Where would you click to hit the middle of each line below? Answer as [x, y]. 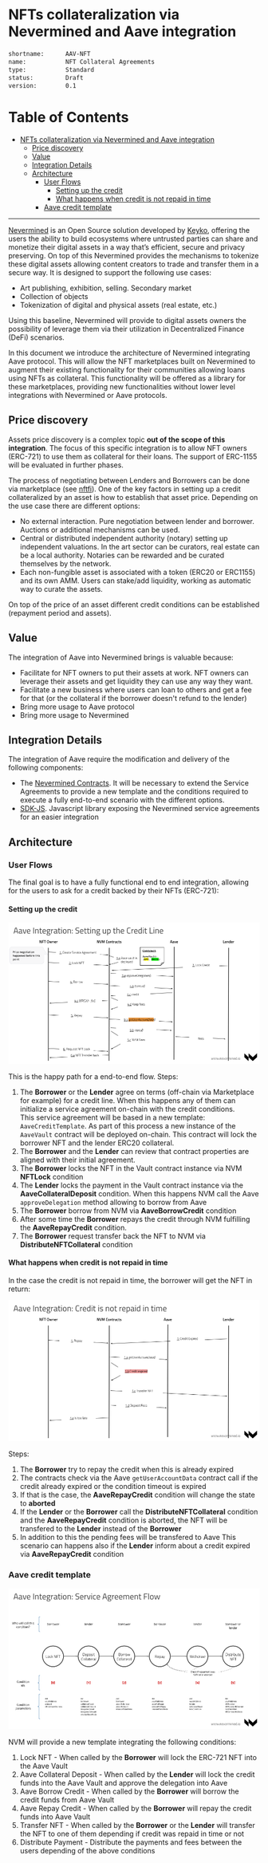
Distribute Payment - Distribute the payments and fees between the [131, 1842]
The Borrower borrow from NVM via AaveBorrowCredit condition [128, 1211]
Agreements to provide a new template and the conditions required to [134, 792]
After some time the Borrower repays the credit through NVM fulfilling [135, 1219]
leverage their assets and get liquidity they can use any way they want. [136, 681]
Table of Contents [69, 118]
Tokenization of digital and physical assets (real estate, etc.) [118, 305]
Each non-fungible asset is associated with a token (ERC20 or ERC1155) [138, 572]
